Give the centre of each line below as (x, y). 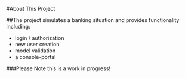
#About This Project (31, 9)
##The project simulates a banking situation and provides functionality (93, 20)
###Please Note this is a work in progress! (58, 68)
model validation (35, 51)
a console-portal (35, 57)
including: (18, 26)
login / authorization (39, 38)
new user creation (37, 44)
